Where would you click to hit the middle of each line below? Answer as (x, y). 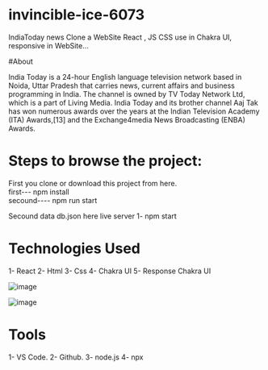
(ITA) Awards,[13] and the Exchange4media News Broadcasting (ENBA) (127, 119)
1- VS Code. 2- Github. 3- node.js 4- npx (76, 357)
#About (21, 61)
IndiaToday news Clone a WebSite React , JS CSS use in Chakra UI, (120, 37)
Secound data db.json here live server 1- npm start (93, 216)
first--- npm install (39, 192)
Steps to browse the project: (105, 161)
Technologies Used (75, 249)
